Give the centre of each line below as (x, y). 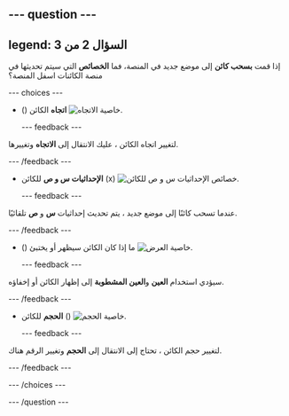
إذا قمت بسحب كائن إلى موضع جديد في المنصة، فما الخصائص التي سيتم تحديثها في (144, 67)
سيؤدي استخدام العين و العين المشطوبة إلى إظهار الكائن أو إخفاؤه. (116, 282)
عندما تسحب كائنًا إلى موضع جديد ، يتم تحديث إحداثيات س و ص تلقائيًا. (123, 213)
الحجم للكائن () (46, 316)
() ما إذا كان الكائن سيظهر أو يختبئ (78, 247)
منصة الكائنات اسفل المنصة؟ (55, 75)
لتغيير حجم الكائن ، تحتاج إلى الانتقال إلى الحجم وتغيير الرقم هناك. (115, 350)
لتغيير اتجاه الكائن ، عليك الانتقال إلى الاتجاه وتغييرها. (94, 145)
